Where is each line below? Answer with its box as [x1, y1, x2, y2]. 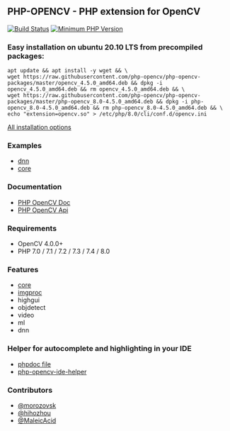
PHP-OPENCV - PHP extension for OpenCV [7, 6, 201, 18]
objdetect [17, 303, 46, 312]
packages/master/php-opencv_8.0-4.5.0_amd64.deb [7, 99, 154, 106]
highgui [17, 296, 40, 304]
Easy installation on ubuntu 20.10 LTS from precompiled [7, 42, 203, 52]
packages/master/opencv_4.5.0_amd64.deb [7, 79, 129, 87]
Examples [7, 141, 42, 151]
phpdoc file [17, 359, 52, 368]
